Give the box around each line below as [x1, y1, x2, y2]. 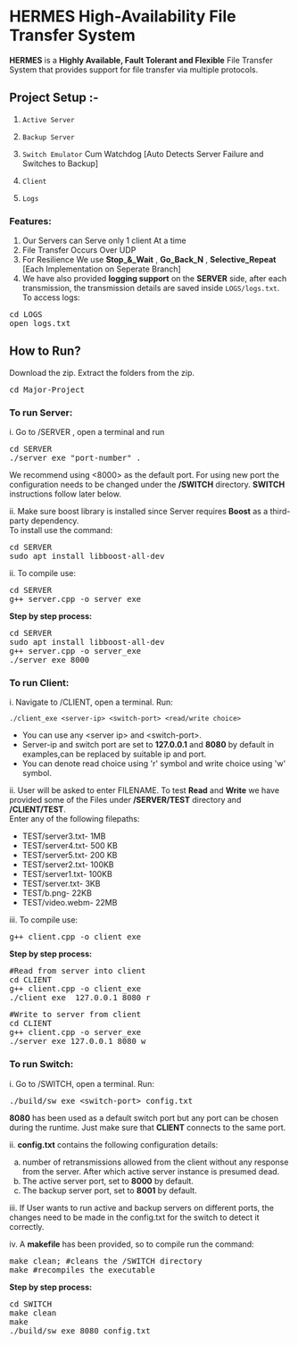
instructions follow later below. [9, 489, 122, 499]
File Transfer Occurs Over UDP [21, 245, 137, 255]
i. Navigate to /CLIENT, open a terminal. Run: [9, 697, 174, 707]
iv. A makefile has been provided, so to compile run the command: [9, 1239, 254, 1249]
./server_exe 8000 [9, 655, 90, 665]
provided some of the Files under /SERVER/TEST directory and [9, 795, 242, 806]
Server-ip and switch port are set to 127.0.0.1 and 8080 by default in [21, 739, 275, 750]
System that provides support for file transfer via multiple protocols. [9, 64, 259, 75]
